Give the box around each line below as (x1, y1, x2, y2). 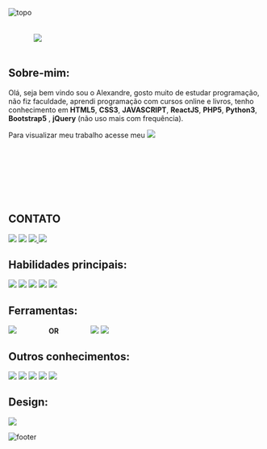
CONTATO (8, 212, 61, 226)
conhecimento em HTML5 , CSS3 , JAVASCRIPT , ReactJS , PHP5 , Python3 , (8, 105, 258, 115)
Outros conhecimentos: (8, 350, 131, 363)
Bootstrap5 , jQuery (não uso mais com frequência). (8, 113, 184, 123)
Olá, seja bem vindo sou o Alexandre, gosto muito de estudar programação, (8, 87, 260, 97)
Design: (8, 396, 48, 409)
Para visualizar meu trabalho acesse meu (8, 130, 145, 140)
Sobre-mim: (8, 66, 70, 80)
